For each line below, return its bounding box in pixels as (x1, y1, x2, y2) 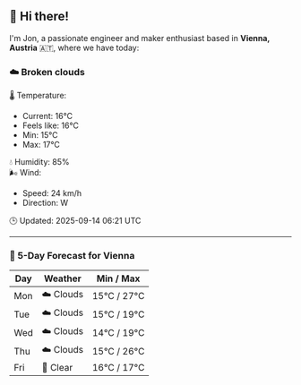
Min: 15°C (21, 130, 58, 141)
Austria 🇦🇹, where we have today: (9, 42, 140, 53)
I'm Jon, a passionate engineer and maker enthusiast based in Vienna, (9, 32, 271, 43)
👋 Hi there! (9, 9, 70, 24)
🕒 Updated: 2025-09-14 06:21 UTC (9, 216, 142, 227)
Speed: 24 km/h (21, 188, 82, 199)
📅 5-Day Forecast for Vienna (9, 250, 135, 262)
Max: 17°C (21, 140, 60, 150)
